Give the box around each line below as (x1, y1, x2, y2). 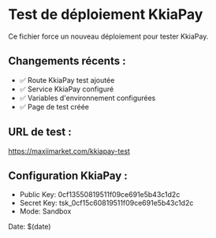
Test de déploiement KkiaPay (8, 6, 203, 24)
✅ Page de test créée (19, 102, 89, 111)
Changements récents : (8, 54, 126, 68)
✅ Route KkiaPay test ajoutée (19, 75, 115, 84)
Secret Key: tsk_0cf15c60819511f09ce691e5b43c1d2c (19, 199, 194, 208)
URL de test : (8, 125, 73, 139)
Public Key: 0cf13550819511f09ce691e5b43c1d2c (19, 190, 181, 199)
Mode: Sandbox (19, 206, 72, 216)
